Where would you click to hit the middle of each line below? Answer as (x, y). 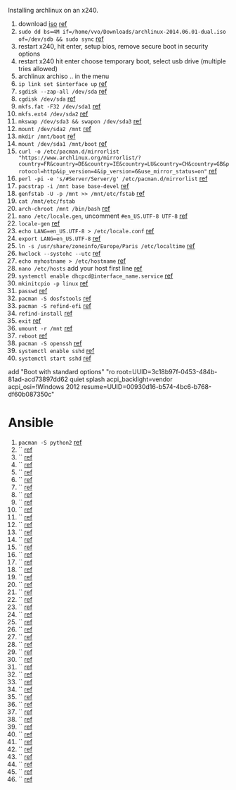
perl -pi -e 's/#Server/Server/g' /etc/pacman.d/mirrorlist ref (113, 178)
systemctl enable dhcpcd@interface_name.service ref (96, 276)
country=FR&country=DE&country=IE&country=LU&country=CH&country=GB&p (124, 164)
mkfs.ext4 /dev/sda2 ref (53, 113)
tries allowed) (38, 69)
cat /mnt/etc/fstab (47, 202)
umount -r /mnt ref (45, 328)
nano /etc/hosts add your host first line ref (80, 268)
